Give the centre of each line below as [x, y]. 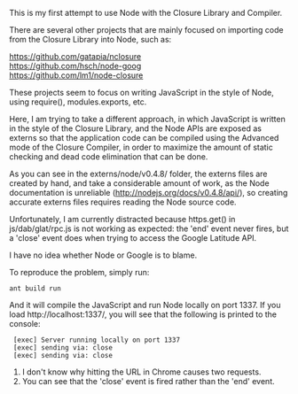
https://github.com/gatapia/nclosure [75, 56]
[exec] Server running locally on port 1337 [96, 340]
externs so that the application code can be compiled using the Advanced [144, 138]
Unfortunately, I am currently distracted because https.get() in [122, 219]
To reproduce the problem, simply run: [79, 272]
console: [25, 324]
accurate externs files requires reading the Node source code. [123, 202]
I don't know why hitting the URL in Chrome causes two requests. [141, 372]
